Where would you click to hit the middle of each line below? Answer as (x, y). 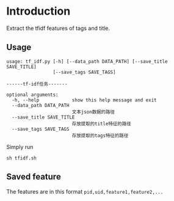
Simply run (20, 147)
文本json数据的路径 (93, 112)
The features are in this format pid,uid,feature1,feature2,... (85, 191)
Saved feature (34, 177)
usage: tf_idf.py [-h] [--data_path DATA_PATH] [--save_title (87, 61)
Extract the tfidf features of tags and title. (58, 28)
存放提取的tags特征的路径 (100, 136)
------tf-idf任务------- (37, 84)
